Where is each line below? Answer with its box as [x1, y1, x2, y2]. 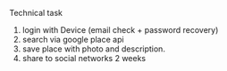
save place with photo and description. [21, 43, 165, 54]
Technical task [9, 8, 63, 18]
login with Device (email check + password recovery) [21, 25, 219, 35]
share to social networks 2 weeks [21, 53, 146, 63]
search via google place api [21, 35, 124, 44]
